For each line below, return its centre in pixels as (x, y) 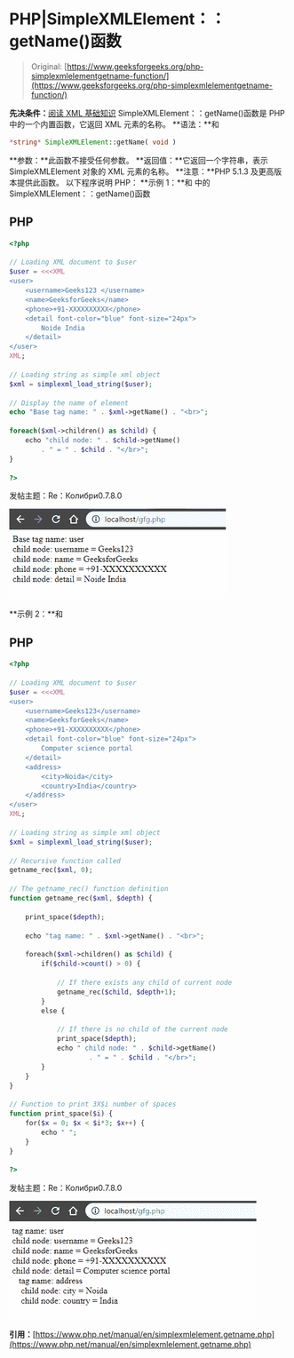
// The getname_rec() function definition (89, 889)
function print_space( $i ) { (61, 1114)
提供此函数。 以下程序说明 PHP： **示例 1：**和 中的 (113, 182)
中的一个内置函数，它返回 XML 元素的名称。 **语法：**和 (114, 124)
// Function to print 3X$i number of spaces (93, 1104)
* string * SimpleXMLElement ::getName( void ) (93, 142)
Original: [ (49, 66)
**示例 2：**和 (36, 614)
